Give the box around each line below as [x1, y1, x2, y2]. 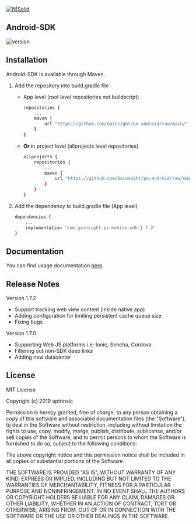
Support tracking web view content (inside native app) [14, 306, 145, 313]
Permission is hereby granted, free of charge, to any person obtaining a [6, 409, 178, 416]
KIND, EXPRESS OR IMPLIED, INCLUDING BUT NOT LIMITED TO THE [6, 475, 171, 482]
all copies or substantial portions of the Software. [6, 457, 124, 464]
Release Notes [6, 279, 60, 289]
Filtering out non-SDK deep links [14, 348, 93, 354]
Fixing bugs [14, 318, 43, 325]
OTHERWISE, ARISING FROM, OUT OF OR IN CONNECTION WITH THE [6, 506, 176, 513]
